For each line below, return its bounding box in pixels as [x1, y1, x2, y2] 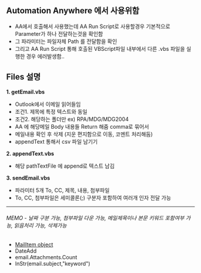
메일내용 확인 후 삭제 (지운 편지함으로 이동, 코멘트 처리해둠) [14, 131, 153, 138]
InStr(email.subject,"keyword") [14, 260, 91, 267]
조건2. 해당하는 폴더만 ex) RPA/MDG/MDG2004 [14, 116, 129, 123]
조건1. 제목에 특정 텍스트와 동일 [14, 108, 88, 115]
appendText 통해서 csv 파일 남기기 [14, 138, 98, 145]
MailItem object [14, 241, 53, 248]
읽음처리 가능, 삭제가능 [14, 222, 67, 229]
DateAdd [14, 247, 37, 254]
